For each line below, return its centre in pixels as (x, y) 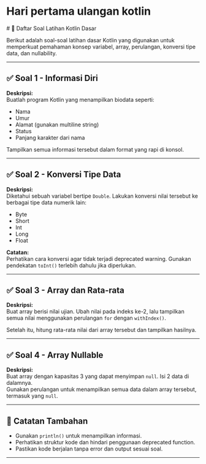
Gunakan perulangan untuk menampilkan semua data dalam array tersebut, (101, 389)
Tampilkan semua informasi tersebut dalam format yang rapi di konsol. (95, 149)
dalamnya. (19, 383)
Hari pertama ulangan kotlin (79, 11)
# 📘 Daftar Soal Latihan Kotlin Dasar (51, 28)
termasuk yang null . (32, 396)
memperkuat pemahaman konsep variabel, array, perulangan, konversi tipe (101, 47)
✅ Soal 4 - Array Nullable (55, 355)
